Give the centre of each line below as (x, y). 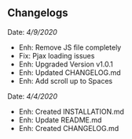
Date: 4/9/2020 (33, 32)
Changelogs (38, 13)
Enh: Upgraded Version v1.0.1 (66, 64)
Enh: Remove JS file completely (70, 47)
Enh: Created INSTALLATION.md (71, 111)
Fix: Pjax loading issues (57, 55)
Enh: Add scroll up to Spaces (66, 81)
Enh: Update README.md (60, 120)
